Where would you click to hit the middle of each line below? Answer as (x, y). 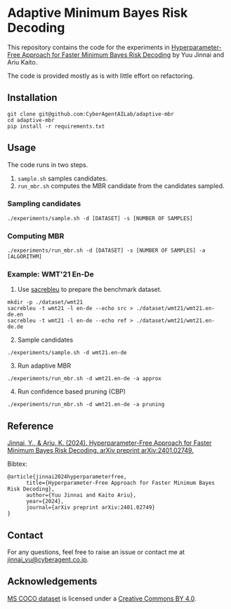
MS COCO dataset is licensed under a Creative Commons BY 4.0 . (102, 598)
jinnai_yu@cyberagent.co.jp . (48, 560)
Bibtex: (18, 464)
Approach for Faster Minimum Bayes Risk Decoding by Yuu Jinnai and (123, 55)
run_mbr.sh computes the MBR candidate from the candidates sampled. (121, 186)
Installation (32, 98)
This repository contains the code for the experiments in (88, 47)
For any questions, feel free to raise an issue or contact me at (96, 552)
